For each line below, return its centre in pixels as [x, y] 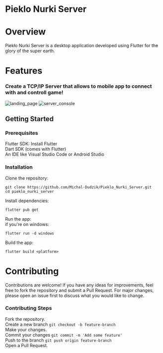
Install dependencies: [27, 201]
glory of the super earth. [30, 51]
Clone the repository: [27, 178]
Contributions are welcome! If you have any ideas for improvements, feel [79, 285]
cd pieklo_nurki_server [30, 191]
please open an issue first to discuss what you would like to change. [75, 295]
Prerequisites [22, 133]
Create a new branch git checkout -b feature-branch [60, 324]
